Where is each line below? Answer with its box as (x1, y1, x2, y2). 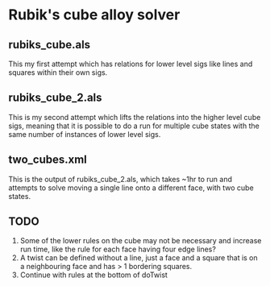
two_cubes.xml (8, 153, 87, 167)
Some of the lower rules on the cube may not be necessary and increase (19, 236, 262, 246)
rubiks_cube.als (8, 38, 91, 52)
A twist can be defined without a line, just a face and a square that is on (19, 253, 258, 263)
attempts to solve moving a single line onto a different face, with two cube (8, 183, 254, 193)
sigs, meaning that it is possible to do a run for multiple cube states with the (8, 121, 260, 131)
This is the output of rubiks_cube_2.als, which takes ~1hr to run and (8, 174, 232, 184)
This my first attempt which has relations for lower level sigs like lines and (8, 59, 253, 68)
